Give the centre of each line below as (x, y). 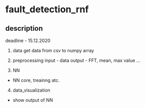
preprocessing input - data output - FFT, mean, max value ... (76, 60)
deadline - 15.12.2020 (28, 40)
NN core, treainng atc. (36, 80)
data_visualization (31, 90)
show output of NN (33, 100)
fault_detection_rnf (47, 9)
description (24, 28)
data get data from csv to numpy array (53, 50)
